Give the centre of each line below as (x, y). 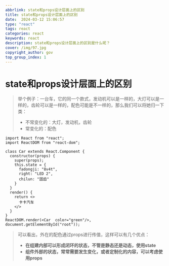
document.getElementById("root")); (43, 225)
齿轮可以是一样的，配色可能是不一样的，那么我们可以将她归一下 (98, 105)
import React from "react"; (35, 138)
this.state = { (30, 165)
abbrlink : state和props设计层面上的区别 (45, 10)
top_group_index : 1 (26, 57)
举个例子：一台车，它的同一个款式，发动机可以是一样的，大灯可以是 (89, 99)
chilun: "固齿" (34, 179)
